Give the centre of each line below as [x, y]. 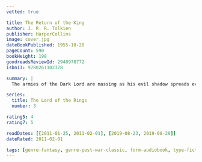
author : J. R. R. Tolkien [38, 28]
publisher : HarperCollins [38, 34]
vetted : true [23, 12]
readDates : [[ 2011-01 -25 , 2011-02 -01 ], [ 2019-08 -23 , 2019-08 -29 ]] [91, 133]
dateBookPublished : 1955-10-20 [45, 45]
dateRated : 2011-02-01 [35, 139]
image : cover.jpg [28, 40]
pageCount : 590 [25, 51]
